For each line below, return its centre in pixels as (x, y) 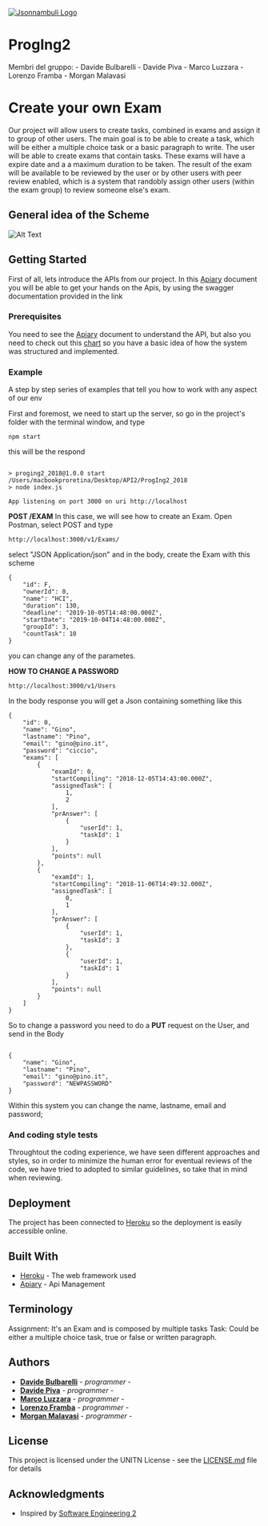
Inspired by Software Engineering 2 (78, 1513)
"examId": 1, (72, 877)
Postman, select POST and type (61, 525)
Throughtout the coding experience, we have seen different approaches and (134, 1152)
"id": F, (37, 585)
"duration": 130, (52, 606)
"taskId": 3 (100, 940)
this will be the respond (47, 452)
